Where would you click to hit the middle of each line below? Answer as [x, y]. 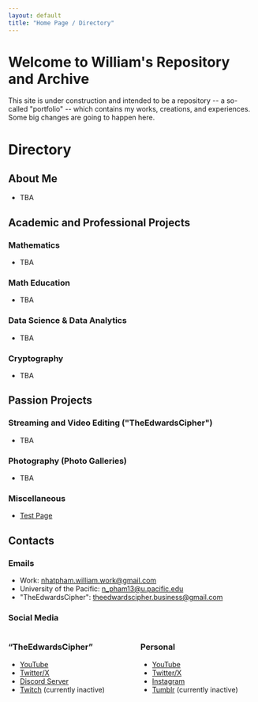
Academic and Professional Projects [99, 222]
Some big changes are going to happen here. [82, 118]
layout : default [35, 15]
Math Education [39, 283]
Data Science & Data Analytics [68, 321]
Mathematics [34, 245]
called [18, 109]
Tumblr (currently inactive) [195, 689]
